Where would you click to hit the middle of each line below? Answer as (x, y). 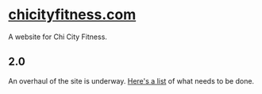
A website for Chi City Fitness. (58, 37)
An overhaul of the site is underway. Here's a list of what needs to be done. (131, 80)
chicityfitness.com (72, 15)
